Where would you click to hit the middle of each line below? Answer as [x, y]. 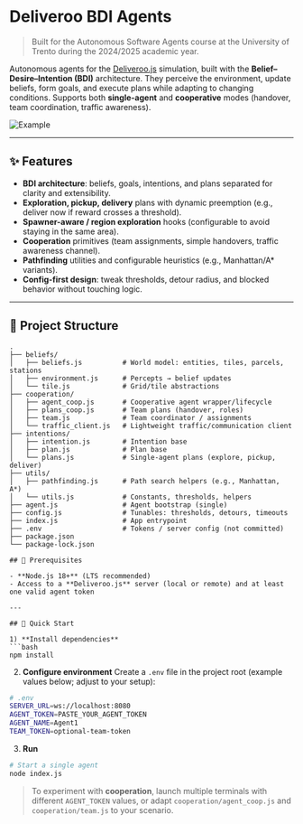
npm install [32, 655]
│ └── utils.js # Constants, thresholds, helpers [131, 497]
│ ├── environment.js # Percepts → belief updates [120, 378]
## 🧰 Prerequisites [46, 560]
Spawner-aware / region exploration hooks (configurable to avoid [146, 221]
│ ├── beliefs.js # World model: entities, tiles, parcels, [147, 362]
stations [26, 370]
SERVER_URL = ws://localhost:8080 [70, 707]
